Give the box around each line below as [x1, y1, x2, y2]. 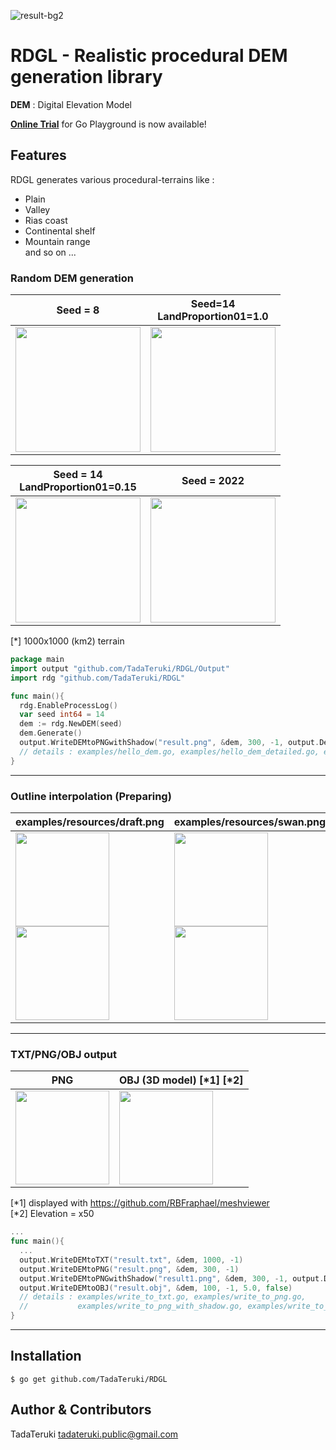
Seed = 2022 [181, 474, 245, 488]
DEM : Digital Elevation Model [10, 98, 132, 110]
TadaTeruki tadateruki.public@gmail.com [10, 1428, 179, 1440]
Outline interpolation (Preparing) [10, 789, 172, 803]
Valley [24, 203, 51, 215]
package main [10, 655, 65, 665]
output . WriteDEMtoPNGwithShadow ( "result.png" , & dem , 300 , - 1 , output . [19, 738, 320, 748]
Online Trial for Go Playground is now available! [10, 118, 207, 130]
